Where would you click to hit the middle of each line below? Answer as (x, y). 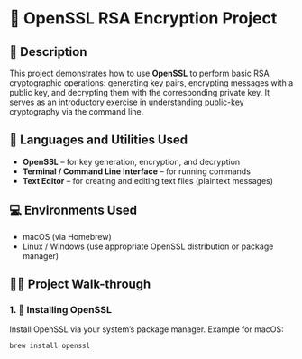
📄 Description (48, 52)
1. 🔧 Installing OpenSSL (61, 309)
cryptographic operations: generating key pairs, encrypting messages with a (151, 83)
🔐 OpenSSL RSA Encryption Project (143, 18)
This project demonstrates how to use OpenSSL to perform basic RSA (139, 73)
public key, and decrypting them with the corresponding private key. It (140, 92)
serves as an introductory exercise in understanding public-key (127, 102)
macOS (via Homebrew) (67, 236)
